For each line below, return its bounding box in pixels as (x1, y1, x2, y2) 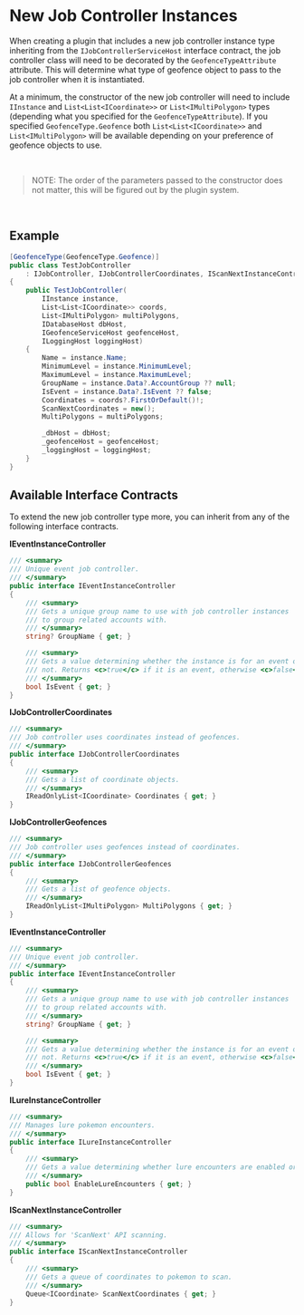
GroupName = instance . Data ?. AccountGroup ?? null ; (42, 378, 237, 388)
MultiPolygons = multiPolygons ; (42, 412, 165, 421)
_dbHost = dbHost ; (42, 429, 111, 438)
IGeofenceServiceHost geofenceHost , (42, 328, 180, 337)
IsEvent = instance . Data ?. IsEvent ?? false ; (42, 387, 213, 396)
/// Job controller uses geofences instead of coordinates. (9, 843, 242, 852)
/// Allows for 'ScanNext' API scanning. (9, 1230, 168, 1240)
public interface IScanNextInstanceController (9, 1247, 188, 1256)
